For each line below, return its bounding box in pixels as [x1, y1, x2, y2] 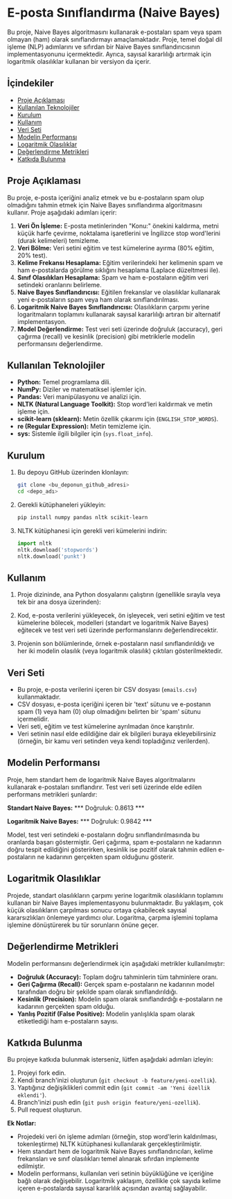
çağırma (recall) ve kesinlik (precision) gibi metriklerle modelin [17, 332, 195, 341]
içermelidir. [17, 715, 50, 723]
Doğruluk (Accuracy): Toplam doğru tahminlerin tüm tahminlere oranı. [17, 973, 218, 981]
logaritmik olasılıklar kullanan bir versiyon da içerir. [7, 57, 151, 65]
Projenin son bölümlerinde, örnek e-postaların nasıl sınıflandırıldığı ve [17, 640, 215, 648]
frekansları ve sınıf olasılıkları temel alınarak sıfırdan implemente [17, 1155, 199, 1163]
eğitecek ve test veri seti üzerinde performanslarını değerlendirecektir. [17, 626, 218, 634]
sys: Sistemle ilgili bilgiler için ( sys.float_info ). [17, 430, 153, 438]
